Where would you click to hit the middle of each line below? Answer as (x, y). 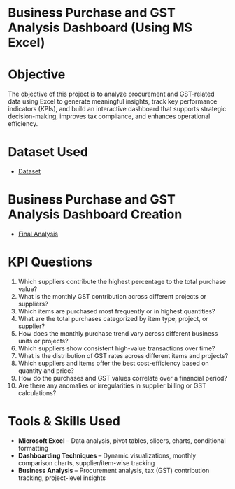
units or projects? (43, 341)
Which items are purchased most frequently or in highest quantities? (116, 311)
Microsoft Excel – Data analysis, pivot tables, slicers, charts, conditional (122, 440)
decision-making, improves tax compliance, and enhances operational (109, 116)
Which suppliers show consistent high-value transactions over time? (116, 348)
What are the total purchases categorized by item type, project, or (113, 318)
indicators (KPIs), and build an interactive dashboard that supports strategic (117, 109)
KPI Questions (50, 262)
